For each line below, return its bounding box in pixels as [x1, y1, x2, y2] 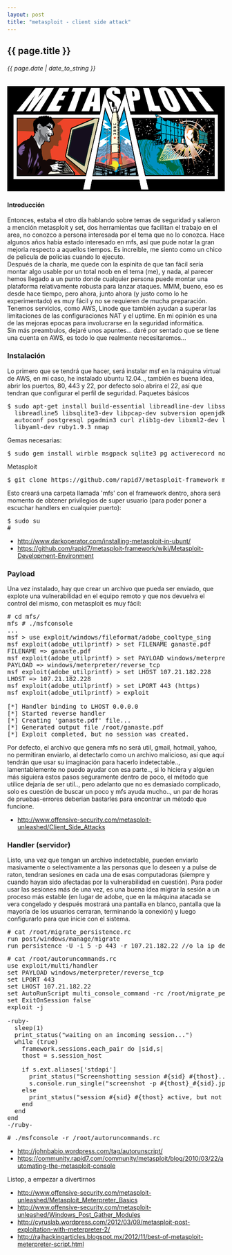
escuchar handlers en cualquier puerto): [7, 503, 122, 512]
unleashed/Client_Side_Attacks [17, 822, 106, 831]
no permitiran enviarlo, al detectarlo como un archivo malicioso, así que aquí [7, 750, 224, 759]
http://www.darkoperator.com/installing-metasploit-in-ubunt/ [17, 536, 191, 545]
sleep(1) [14, 1024, 44, 1032]
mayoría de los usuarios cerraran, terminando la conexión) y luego [7, 908, 196, 916]
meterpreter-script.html [17, 1240, 84, 1249]
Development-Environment [17, 551, 95, 560]
